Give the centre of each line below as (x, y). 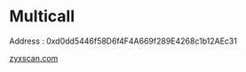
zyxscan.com (34, 58)
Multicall (42, 16)
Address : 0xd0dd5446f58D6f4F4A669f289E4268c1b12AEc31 (123, 41)
